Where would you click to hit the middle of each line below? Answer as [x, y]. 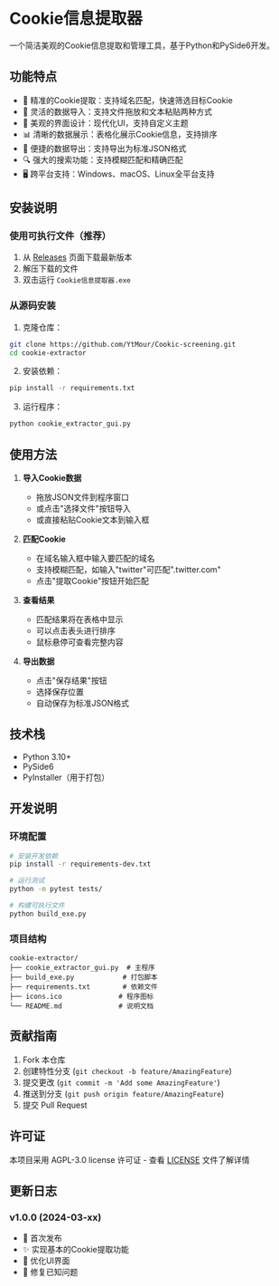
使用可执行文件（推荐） [60, 236]
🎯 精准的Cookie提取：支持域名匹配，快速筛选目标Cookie [127, 100]
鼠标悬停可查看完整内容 [79, 642]
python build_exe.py [48, 914]
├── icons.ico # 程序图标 [82, 997]
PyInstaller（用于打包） [66, 777]
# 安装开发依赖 [34, 856]
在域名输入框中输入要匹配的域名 [95, 559]
